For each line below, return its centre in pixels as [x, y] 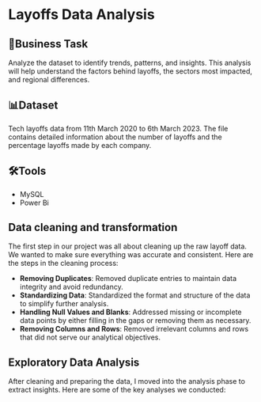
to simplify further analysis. [64, 304]
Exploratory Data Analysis [74, 362]
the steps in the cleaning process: [63, 264]
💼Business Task [48, 44]
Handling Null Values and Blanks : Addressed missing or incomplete [130, 312]
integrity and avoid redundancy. [72, 287]
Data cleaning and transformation [93, 228]
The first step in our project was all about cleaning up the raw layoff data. [128, 246]
